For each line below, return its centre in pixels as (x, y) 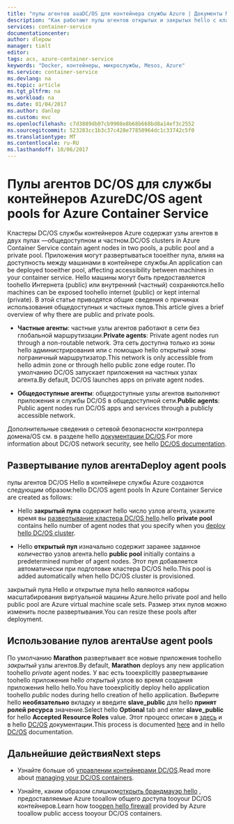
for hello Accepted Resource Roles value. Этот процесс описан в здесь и (115, 717)
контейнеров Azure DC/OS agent (105, 199)
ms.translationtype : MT (42, 137)
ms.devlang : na (29, 78)
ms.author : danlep (34, 111)
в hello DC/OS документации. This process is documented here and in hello (116, 724)
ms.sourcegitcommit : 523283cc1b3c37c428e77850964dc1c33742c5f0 (101, 130)
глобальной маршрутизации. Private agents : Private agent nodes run (118, 335)
